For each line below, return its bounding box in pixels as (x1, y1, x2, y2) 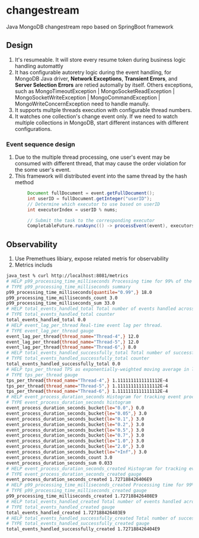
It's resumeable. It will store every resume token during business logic (14, 56, 186, 63)
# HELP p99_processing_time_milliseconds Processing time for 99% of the (6, 278, 192, 284)
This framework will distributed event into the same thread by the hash (14, 172, 188, 180)
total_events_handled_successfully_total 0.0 (6, 361, 120, 367)
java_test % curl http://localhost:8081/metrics (6, 273, 129, 279)
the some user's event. (14, 166, 71, 174)
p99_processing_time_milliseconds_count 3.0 (6, 294, 118, 301)
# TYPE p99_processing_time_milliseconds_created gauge (6, 488, 147, 494)
